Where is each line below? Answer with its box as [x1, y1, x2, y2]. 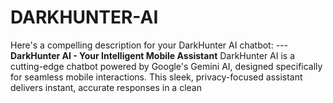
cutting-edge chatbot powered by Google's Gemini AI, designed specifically [10, 60, 323, 72]
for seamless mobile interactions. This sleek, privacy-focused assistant [10, 71, 303, 83]
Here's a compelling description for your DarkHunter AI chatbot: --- [10, 39, 288, 51]
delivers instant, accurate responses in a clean [10, 81, 202, 93]
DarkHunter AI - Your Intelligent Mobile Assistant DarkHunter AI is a [10, 49, 296, 61]
